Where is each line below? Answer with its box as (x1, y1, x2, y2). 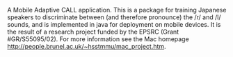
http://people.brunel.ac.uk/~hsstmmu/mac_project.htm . (7, 43, 166, 50)
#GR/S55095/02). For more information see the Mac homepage (7, 35, 189, 43)
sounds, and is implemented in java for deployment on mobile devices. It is (7, 21, 221, 28)
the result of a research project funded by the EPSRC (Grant (7, 27, 179, 36)
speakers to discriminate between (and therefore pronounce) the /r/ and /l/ (7, 13, 221, 21)
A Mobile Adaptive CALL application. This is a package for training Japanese (7, 6, 227, 14)
